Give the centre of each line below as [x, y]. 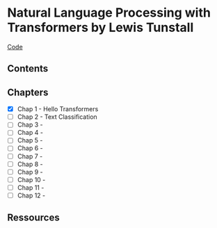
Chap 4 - [30, 133]
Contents [28, 68]
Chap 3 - [30, 125]
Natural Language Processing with [109, 13]
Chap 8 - [30, 164]
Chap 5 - [30, 140]
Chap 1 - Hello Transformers [58, 109]
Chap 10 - [31, 179]
